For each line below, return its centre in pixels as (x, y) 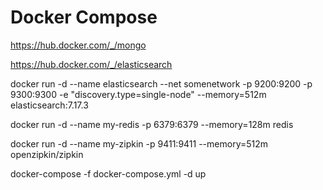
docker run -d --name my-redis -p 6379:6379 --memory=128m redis (152, 124)
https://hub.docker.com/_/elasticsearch (91, 64)
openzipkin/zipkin (47, 154)
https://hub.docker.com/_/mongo (78, 45)
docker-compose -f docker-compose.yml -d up (108, 173)
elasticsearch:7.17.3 (49, 105)
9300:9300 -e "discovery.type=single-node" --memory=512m (138, 94)
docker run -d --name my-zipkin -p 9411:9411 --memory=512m (139, 143)
